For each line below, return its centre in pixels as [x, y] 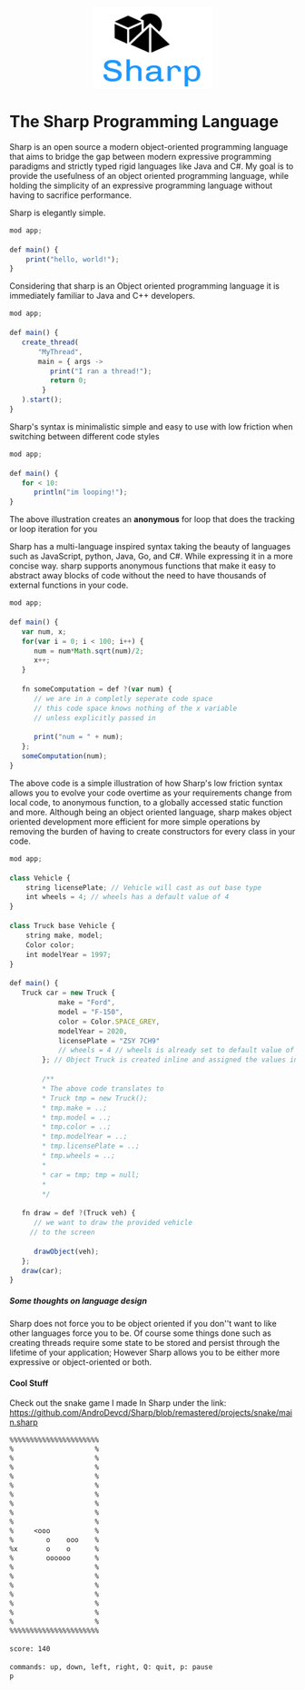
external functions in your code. [69, 585]
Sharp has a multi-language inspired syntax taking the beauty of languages [150, 547]
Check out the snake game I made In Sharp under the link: [118, 1403]
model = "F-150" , [91, 1012]
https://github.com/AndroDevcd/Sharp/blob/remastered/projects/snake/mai [151, 1413]
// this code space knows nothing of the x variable [135, 708]
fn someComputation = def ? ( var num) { [97, 689]
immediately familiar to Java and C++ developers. [102, 296]
